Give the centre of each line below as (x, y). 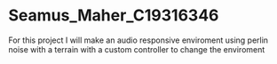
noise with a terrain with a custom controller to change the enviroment (137, 49)
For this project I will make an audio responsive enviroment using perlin (138, 40)
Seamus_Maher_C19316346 (114, 16)
